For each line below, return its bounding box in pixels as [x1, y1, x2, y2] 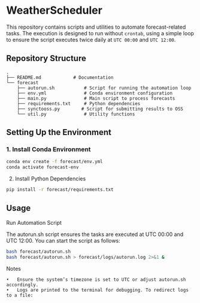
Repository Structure [6, 53, 87, 63]
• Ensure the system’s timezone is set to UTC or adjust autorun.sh [6, 276, 186, 283]
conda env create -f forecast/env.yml [6, 159, 103, 165]
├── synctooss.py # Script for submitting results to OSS [17, 106, 184, 112]
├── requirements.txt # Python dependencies [17, 100, 141, 106]
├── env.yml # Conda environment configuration [17, 90, 172, 96]
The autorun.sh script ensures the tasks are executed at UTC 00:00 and [6, 231, 184, 238]
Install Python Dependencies [14, 175, 86, 182]
